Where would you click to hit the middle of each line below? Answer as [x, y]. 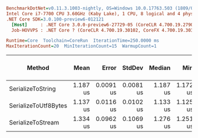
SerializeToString [32, 89]
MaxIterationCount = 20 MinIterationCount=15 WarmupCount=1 [82, 46]
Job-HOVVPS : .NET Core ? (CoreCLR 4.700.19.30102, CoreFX [85, 30]
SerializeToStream [34, 123]
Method [38, 68]
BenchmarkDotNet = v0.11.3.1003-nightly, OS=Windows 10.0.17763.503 [89, 8]
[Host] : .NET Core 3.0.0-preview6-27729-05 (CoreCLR [84, 25]
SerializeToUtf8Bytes [38, 106]
